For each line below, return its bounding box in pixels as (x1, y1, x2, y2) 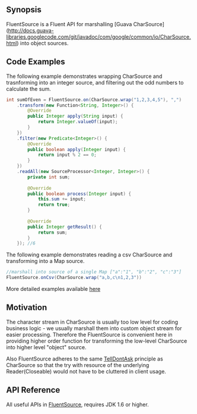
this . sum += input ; (37, 196, 86, 202)
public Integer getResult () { (27, 224, 102, 230)
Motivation (6, 303, 47, 313)
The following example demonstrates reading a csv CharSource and (6, 251, 173, 258)
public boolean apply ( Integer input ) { (27, 146, 126, 152)
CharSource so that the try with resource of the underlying (6, 361, 150, 368)
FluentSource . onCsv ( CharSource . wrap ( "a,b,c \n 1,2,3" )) (6, 275, 142, 281)
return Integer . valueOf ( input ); (37, 119, 118, 125)
